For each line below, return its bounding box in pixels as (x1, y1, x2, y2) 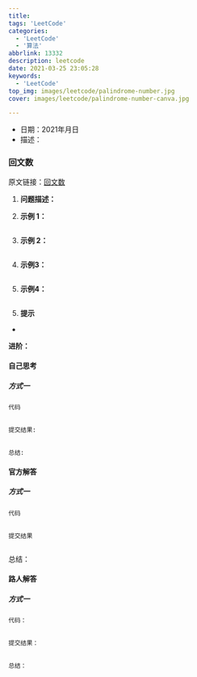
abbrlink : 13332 (8, 49, 63, 57)
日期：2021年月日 (19, 124, 79, 134)
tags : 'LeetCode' (8, 19, 67, 27)
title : (8, 11, 31, 20)
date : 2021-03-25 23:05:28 (8, 65, 99, 73)
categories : (8, 27, 48, 35)
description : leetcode (8, 57, 85, 65)
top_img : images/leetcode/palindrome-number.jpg (8, 86, 175, 95)
